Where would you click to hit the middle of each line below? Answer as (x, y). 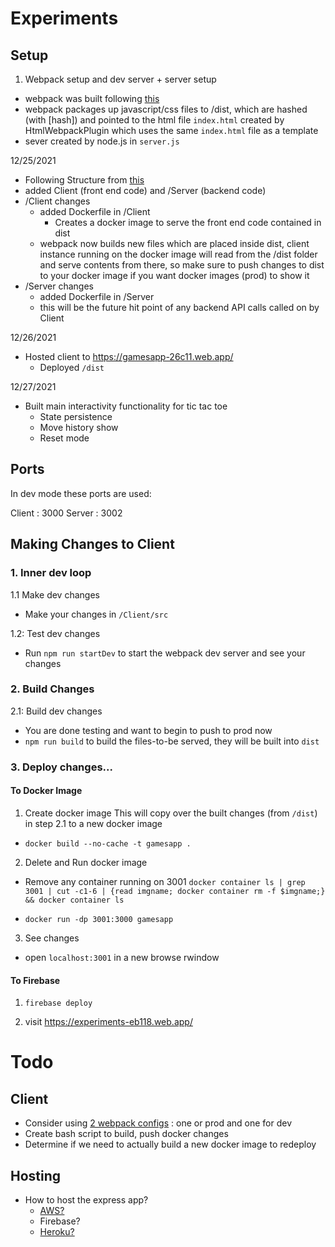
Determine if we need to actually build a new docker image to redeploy (170, 1144)
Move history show (79, 427)
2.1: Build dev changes (56, 711)
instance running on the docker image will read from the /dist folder (178, 254)
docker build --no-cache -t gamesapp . (108, 843)
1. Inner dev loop (51, 573)
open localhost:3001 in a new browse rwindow (122, 957)
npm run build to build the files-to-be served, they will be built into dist (172, 741)
